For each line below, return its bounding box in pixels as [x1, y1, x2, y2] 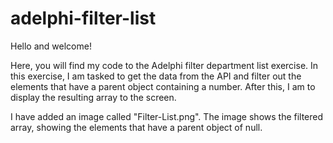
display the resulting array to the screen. [10, 91, 177, 103]
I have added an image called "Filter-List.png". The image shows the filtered [10, 110, 324, 122]
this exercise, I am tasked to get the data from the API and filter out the [10, 70, 302, 82]
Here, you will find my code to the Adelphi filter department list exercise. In [10, 59, 319, 71]
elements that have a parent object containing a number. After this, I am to [10, 80, 316, 92]
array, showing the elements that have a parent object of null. [10, 121, 263, 133]
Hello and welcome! [10, 40, 92, 52]
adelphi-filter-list [10, 7, 157, 30]
